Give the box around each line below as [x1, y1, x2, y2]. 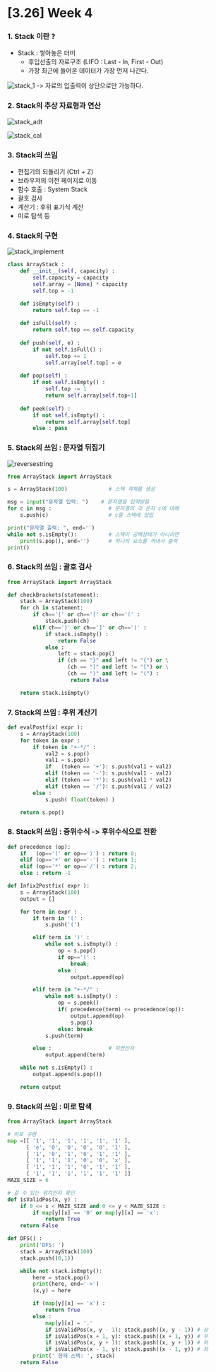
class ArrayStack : [7, 261, 65, 268]
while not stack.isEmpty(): [20, 1267, 102, 1275]
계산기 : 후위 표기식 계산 [17, 203, 84, 211]
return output [20, 1083, 61, 1090]
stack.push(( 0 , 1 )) [20, 1255, 74, 1262]
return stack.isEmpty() [20, 689, 90, 696]
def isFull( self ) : [20, 320, 78, 327]
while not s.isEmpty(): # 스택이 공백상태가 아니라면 [7, 531, 180, 538]
